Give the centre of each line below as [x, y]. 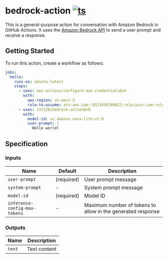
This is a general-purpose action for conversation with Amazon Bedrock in [82, 25]
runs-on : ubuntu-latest [39, 82]
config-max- [22, 208]
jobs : [11, 72]
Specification [26, 144]
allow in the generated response [122, 211]
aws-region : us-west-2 [51, 100]
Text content [41, 249]
